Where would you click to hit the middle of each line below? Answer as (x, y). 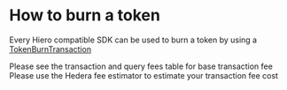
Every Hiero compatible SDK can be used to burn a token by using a (133, 40)
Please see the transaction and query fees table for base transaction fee (141, 66)
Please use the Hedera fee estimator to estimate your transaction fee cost (144, 75)
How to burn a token (85, 15)
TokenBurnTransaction (50, 49)
